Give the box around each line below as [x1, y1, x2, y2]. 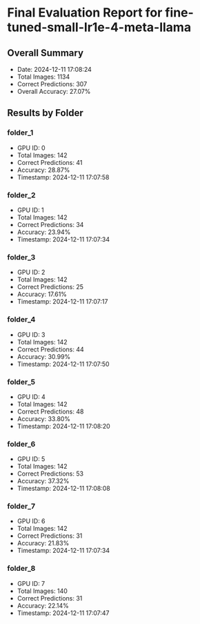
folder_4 [7, 315, 36, 324]
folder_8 [7, 564, 36, 574]
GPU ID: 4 [17, 392, 46, 401]
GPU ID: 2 [17, 268, 46, 277]
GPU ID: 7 [17, 579, 46, 587]
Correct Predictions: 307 [17, 80, 88, 88]
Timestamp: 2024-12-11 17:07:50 [17, 360, 110, 368]
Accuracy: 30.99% [17, 352, 71, 360]
